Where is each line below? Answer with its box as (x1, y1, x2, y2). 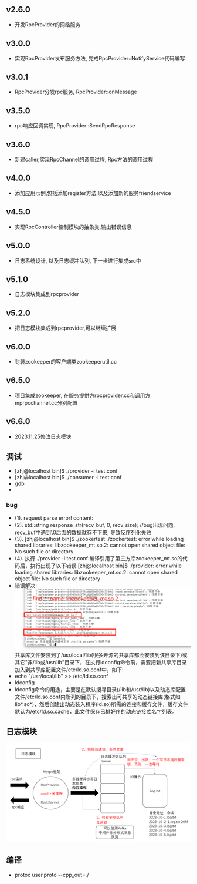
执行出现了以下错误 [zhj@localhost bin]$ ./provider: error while (30, 562, 182, 569)
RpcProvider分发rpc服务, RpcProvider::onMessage (14, 88, 137, 96)
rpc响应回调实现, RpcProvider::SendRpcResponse (14, 122, 135, 129)
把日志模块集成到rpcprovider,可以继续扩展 (14, 324, 117, 331)
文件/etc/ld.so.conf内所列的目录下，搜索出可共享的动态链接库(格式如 (14, 693, 181, 700)
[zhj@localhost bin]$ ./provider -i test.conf (14, 468, 118, 475)
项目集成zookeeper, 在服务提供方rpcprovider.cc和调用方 (14, 392, 151, 399)
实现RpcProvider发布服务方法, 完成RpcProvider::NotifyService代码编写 (14, 55, 185, 62)
